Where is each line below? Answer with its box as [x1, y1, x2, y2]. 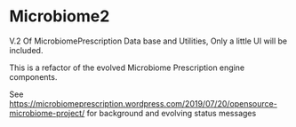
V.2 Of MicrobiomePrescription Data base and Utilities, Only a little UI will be [9, 36, 288, 46]
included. [9, 44, 44, 55]
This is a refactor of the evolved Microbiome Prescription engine [9, 62, 245, 73]
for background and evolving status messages [86, 107, 257, 118]
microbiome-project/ [9, 107, 85, 118]
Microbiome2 [9, 6, 110, 27]
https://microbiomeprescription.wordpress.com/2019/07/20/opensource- [9, 98, 277, 108]
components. [9, 71, 58, 82]
